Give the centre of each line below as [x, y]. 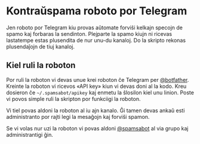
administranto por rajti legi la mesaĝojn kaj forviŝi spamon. [78, 117]
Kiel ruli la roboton [41, 65]
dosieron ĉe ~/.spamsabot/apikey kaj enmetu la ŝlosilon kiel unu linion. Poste [100, 92]
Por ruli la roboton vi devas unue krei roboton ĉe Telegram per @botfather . [98, 79]
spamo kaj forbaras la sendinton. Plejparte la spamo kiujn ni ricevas [89, 33]
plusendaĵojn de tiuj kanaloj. [41, 47]
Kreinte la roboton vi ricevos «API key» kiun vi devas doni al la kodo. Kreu [96, 86]
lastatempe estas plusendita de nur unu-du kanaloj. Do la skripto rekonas [96, 40]
